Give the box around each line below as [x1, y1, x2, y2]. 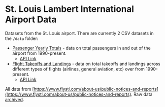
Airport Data [5, 14, 57, 25]
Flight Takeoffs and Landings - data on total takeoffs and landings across [12, 61, 161, 67]
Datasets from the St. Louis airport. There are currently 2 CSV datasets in [5, 30, 154, 36]
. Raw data [131, 91, 153, 97]
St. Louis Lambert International [5, 3, 134, 15]
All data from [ [5, 86, 34, 92]
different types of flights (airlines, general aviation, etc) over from [12, 66, 145, 72]
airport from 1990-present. [12, 50, 66, 56]
